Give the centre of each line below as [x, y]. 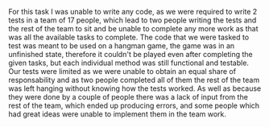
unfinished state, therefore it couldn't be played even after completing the [131, 54]
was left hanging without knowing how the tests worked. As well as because [135, 88]
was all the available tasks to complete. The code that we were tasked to [129, 37]
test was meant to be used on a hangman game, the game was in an [122, 46]
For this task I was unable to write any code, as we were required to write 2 [133, 12]
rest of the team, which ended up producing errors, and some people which [134, 105]
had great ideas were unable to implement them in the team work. [118, 114]
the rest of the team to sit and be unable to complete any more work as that [134, 29]
